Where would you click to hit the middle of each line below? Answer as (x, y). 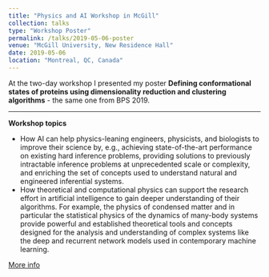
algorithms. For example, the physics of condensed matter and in (127, 207)
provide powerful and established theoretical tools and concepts (126, 223)
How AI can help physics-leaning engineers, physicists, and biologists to (140, 138)
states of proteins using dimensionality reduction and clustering (117, 91)
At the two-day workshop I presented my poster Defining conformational (130, 83)
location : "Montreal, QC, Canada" (66, 61)
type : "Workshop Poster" (50, 30)
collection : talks (39, 23)
